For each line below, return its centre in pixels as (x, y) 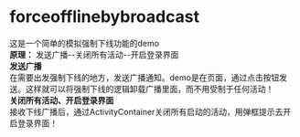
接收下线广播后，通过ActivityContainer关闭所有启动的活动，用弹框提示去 (146, 111)
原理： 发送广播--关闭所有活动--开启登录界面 (94, 54)
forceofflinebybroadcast (104, 17)
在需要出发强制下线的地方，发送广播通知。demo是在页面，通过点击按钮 (145, 77)
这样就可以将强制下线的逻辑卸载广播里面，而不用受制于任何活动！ (150, 89)
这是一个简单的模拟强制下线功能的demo (85, 43)
